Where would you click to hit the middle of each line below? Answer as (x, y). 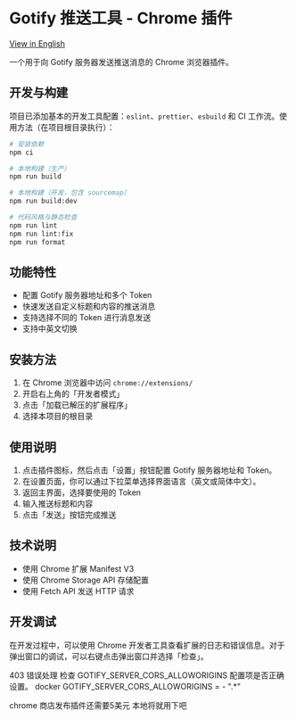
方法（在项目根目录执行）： (66, 127)
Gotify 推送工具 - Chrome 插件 (121, 18)
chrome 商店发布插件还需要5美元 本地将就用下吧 (98, 705)
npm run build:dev (43, 202)
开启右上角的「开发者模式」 (73, 394)
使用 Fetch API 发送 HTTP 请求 (78, 591)
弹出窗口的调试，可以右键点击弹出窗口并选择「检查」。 (109, 656)
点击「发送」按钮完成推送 (69, 515)
